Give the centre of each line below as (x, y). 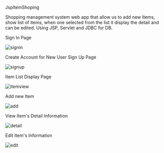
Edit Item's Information (29, 135)
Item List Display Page (28, 77)
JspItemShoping (22, 7)
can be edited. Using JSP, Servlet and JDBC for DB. (59, 28)
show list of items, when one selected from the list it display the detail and (82, 22)
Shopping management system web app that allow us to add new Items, (80, 17)
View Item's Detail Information (37, 116)
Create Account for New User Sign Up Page (51, 57)
